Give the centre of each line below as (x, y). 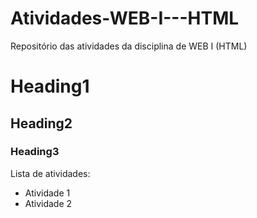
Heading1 (50, 86)
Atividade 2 (48, 203)
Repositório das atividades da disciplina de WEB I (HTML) (129, 46)
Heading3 (35, 152)
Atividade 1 (47, 193)
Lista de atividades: (50, 173)
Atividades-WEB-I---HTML (125, 18)
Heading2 (41, 123)
